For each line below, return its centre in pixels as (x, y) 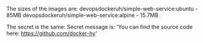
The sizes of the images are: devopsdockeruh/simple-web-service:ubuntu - (102, 9)
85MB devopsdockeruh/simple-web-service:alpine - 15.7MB (82, 15)
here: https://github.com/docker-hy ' (52, 33)
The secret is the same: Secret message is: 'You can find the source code (100, 27)
